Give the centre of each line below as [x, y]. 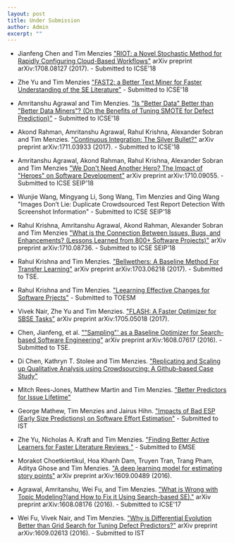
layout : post [26, 14]
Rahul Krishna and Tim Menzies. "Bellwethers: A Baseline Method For [118, 262]
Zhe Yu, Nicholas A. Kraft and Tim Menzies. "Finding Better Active [113, 440]
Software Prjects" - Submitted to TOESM [76, 298]
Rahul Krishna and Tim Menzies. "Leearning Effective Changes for [113, 291]
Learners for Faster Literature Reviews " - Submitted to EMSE [106, 447]
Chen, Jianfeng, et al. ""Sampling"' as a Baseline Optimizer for [108, 333]
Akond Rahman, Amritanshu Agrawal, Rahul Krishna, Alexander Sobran [120, 132]
